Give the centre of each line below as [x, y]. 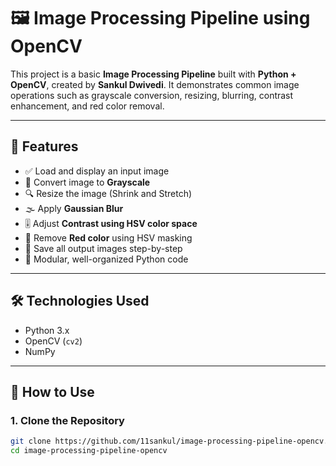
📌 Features [44, 146]
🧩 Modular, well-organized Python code [106, 259]
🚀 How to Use [52, 391]
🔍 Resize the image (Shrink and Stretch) [108, 193]
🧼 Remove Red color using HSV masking [108, 237]
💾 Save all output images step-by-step [103, 248]
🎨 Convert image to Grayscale [87, 182]
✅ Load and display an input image [97, 171]
